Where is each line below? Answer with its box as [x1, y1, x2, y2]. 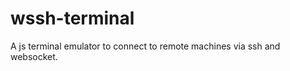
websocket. [10, 50, 58, 62]
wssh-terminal [10, 7, 135, 30]
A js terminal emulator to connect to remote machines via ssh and [10, 40, 281, 52]
